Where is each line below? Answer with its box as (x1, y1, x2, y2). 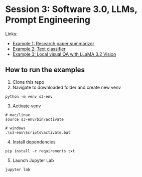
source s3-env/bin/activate (5, 117, 64, 122)
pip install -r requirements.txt (5, 148, 75, 153)
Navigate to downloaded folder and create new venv (12, 84, 121, 90)
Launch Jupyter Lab (12, 157, 54, 163)
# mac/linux (5, 112, 30, 117)
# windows (5, 125, 26, 131)
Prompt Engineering (5, 14, 90, 26)
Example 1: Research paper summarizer (12, 40, 94, 46)
